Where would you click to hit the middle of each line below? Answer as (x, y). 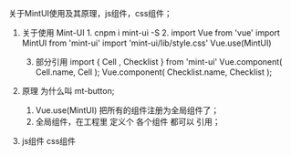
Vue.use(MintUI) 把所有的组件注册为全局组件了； (127, 110)
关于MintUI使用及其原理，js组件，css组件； (90, 13)
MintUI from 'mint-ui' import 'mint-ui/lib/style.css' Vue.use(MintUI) (146, 43)
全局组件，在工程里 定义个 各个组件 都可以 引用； (128, 122)
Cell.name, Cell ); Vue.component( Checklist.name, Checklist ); (154, 72)
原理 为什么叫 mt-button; (68, 91)
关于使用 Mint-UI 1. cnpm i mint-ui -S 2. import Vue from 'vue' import (151, 33)
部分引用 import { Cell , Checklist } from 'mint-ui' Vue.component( (159, 62)
